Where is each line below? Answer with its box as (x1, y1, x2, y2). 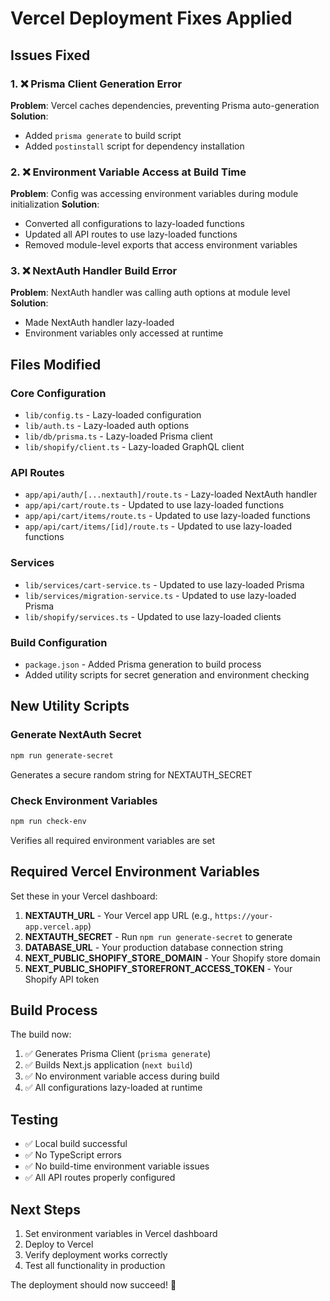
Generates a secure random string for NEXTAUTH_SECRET (10, 768, 253, 781)
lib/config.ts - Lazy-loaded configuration (24, 409, 202, 421)
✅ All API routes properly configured (24, 1172, 176, 1184)
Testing (10, 1111, 59, 1128)
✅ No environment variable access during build (24, 1070, 220, 1082)
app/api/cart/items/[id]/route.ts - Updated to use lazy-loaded (24, 520, 293, 532)
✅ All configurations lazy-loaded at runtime (24, 1082, 203, 1094)
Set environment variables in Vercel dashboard (24, 1228, 218, 1240)
